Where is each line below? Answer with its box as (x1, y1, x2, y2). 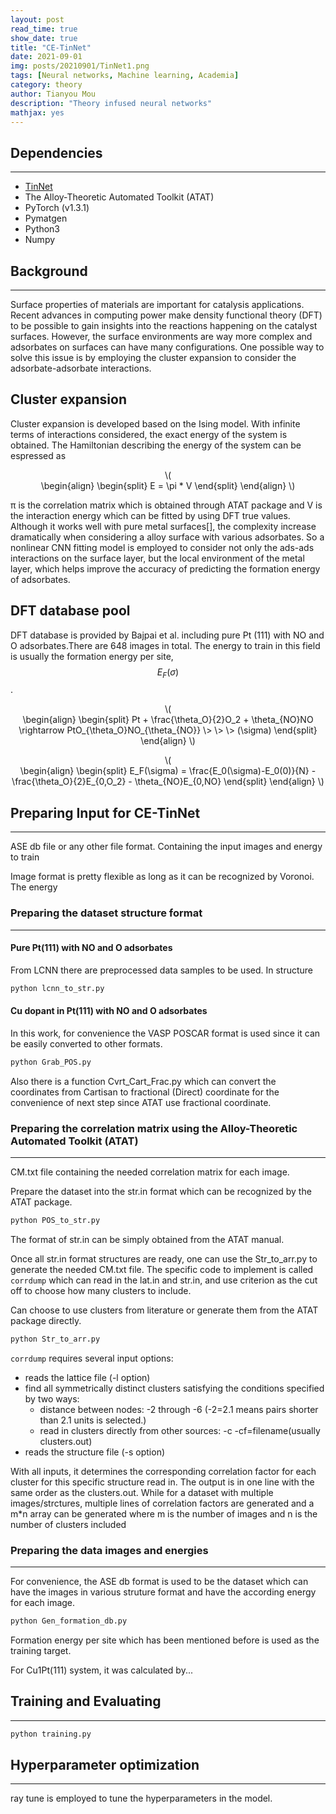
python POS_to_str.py (10, 1215, 101, 1225)
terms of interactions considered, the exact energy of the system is (10, 428, 288, 440)
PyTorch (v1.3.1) (24, 202, 90, 214)
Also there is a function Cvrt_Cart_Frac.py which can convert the (10, 1075, 277, 1087)
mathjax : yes (10, 107, 65, 118)
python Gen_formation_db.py (10, 1616, 128, 1626)
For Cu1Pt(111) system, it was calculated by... (10, 1664, 193, 1676)
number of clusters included (10, 1518, 127, 1530)
